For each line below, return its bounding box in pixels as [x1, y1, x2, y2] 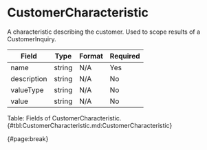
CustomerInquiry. [7, 34, 56, 43]
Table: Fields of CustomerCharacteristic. [7, 114, 122, 122]
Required [109, 51, 140, 61]
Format [78, 51, 103, 61]
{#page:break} [7, 134, 49, 142]
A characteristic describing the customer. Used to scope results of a [7, 28, 201, 36]
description [10, 74, 47, 83]
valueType [10, 85, 44, 94]
